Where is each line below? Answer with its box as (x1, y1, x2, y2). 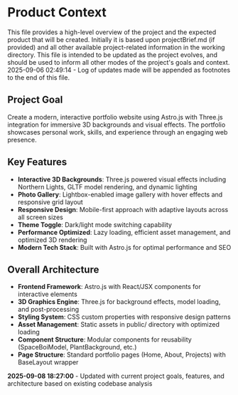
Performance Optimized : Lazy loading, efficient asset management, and (17, 228, 231, 236)
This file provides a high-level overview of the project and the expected (7, 28, 217, 36)
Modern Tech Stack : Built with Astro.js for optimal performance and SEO (17, 243, 232, 251)
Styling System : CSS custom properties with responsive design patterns (17, 312, 231, 321)
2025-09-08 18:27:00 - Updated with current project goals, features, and (7, 372, 225, 381)
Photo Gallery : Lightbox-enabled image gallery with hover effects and (17, 190, 223, 199)
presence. (7, 135, 37, 144)
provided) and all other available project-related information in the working (7, 43, 225, 51)
